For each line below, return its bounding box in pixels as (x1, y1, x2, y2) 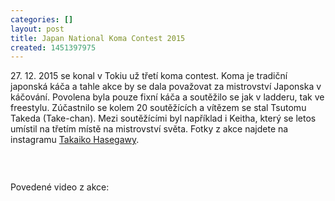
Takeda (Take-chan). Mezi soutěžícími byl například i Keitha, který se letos (10, 112, 317, 125)
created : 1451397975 (10, 42, 97, 53)
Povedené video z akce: (10, 181, 110, 193)
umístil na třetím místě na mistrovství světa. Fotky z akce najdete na (10, 123, 289, 135)
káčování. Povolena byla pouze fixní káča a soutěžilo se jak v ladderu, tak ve (10, 91, 325, 103)
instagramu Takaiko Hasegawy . (10, 134, 140, 146)
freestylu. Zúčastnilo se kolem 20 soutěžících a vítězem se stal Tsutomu (10, 102, 307, 114)
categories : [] (10, 14, 74, 25)
